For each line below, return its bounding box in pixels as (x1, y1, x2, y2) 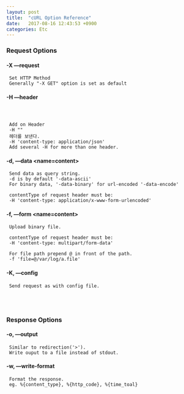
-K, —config (6, 269, 39, 276)
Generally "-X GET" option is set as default (9, 80, 127, 87)
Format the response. (9, 376, 64, 382)
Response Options (6, 315, 62, 324)
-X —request (6, 61, 40, 69)
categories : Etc (6, 26, 48, 33)
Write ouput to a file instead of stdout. (9, 349, 119, 356)
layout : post (6, 9, 40, 15)
